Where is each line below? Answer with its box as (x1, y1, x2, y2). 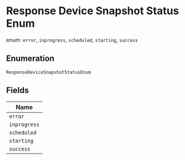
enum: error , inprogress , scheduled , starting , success (6, 36, 138, 43)
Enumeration (6, 53, 55, 63)
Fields (6, 85, 30, 95)
